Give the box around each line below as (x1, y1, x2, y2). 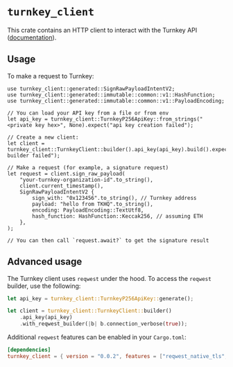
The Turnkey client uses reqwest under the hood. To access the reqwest (7, 274, 212, 282)
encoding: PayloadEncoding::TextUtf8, (32, 207, 144, 214)
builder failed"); (7, 152, 60, 159)
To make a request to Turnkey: (7, 71, 94, 80)
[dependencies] (7, 346, 51, 354)
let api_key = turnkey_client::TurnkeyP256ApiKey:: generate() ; (7, 295, 194, 302)
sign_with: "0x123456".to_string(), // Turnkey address (32, 194, 197, 201)
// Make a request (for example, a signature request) (7, 164, 169, 171)
